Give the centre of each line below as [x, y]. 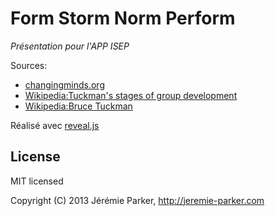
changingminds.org [64, 84]
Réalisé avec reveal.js [55, 125]
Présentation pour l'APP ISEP [70, 46]
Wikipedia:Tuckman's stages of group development [131, 95]
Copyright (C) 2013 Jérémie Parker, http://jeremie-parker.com [137, 200]
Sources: [29, 65]
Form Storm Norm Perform [123, 18]
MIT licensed [37, 181]
